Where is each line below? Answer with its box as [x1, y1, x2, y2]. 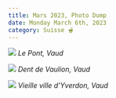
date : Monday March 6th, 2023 [8, 19, 107, 27]
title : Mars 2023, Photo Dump [8, 11, 107, 20]
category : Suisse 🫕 [8, 26, 74, 34]
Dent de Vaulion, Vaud [17, 64, 91, 74]
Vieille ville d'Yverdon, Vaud [17, 81, 108, 90]
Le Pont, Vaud [17, 49, 64, 58]
